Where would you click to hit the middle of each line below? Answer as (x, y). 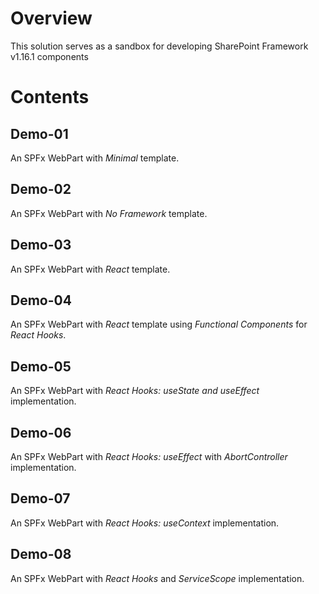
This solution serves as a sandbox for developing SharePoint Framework (159, 46)
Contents (50, 97)
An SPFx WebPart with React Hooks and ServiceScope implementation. (157, 578)
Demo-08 (41, 554)
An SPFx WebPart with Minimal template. (95, 158)
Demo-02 (41, 189)
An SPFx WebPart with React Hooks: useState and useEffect (135, 391)
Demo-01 (39, 133)
